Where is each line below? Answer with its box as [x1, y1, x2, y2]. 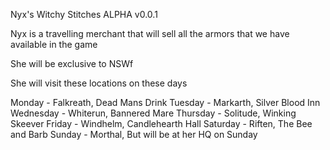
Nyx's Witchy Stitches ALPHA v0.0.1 [10, 9, 158, 20]
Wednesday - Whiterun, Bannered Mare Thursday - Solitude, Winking [10, 107, 297, 119]
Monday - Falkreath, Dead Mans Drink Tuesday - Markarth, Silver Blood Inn [10, 97, 321, 108]
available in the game [10, 39, 98, 50]
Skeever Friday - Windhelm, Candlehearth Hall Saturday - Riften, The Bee [10, 118, 313, 129]
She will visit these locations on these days [10, 77, 188, 89]
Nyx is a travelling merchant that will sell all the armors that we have [10, 28, 290, 39]
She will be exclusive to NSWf [10, 58, 134, 69]
